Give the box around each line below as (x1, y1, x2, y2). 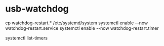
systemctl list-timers (5, 35, 48, 41)
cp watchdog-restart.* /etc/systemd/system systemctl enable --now (5, 20, 148, 26)
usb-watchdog (5, 3, 69, 15)
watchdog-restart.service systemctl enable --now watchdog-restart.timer (5, 25, 159, 31)
